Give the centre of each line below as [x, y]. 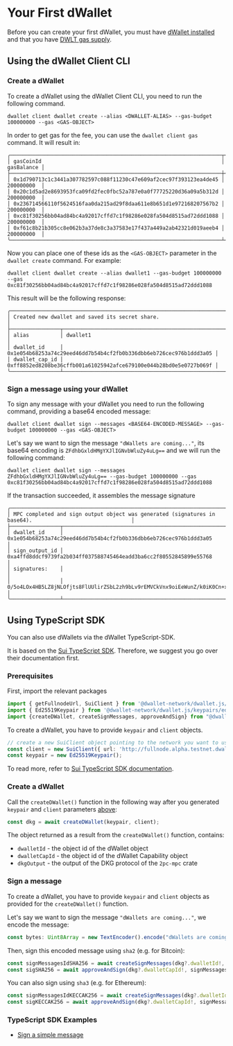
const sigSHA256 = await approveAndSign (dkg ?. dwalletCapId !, [97, 970]
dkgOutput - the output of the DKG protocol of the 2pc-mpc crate [107, 863]
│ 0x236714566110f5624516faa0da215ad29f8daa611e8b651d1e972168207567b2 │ [116, 204]
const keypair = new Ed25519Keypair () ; [65, 755]
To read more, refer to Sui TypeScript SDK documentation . [90, 769]
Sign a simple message [50, 1035]
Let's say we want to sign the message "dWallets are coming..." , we [107, 917]
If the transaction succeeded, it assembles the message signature [101, 495]
